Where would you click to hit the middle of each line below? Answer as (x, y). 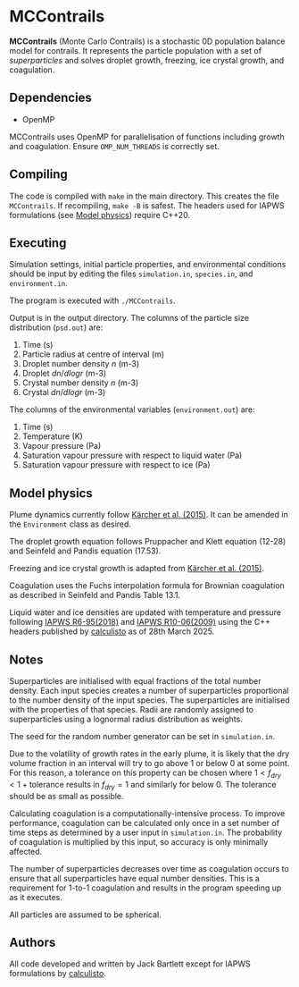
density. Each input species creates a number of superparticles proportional (149, 691)
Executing (38, 243)
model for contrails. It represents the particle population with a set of (135, 50)
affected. (26, 851)
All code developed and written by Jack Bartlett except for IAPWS (130, 964)
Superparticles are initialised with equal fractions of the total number (135, 681)
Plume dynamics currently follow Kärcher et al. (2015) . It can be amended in (149, 515)
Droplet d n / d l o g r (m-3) (64, 374)
